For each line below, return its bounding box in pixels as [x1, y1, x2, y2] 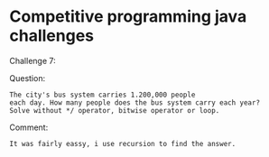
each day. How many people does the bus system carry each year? [9, 97, 260, 107]
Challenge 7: [9, 55, 56, 66]
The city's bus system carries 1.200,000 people [9, 90, 196, 99]
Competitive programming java [9, 6, 247, 27]
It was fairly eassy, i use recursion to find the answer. [9, 139, 237, 148]
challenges [9, 25, 95, 46]
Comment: [9, 122, 49, 133]
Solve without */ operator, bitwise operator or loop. [9, 106, 220, 115]
